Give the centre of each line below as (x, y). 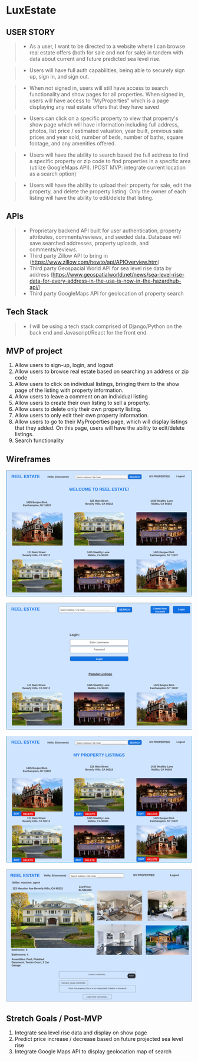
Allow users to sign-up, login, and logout (64, 365)
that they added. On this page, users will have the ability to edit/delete (100, 428)
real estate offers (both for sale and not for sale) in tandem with (106, 53)
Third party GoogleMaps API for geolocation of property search (106, 293)
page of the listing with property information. (69, 390)
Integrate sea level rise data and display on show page (81, 1033)
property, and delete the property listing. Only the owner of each (108, 192)
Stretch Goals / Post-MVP (54, 1018)
